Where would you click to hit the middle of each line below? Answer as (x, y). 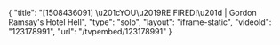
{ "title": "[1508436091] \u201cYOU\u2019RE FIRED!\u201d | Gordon (132, 13)
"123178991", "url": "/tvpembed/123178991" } (90, 31)
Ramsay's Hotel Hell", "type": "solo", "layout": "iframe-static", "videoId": (140, 22)
